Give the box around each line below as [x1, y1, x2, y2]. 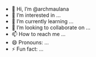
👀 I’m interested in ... [11, 12, 61, 19]
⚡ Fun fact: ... [11, 45, 44, 52]
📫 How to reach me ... [11, 31, 66, 37]
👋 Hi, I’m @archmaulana [11, 6, 69, 12]
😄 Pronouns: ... [11, 39, 49, 46]
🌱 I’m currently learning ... [11, 18, 74, 24]
